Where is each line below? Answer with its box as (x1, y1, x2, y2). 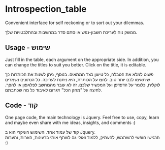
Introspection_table (5, 3, 87, 15)
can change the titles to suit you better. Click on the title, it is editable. (5, 61, 147, 67)
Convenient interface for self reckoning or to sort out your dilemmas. (5, 20, 144, 26)
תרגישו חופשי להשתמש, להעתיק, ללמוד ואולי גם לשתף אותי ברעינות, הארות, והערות (5, 134, 160, 140)
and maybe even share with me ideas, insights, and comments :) (5, 120, 136, 125)
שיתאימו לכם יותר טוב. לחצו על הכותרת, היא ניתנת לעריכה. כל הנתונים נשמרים (5, 76, 150, 82)
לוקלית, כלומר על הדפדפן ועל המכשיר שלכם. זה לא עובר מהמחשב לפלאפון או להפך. (5, 82, 161, 88)
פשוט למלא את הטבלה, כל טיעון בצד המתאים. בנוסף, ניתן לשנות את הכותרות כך (5, 71, 154, 77)
